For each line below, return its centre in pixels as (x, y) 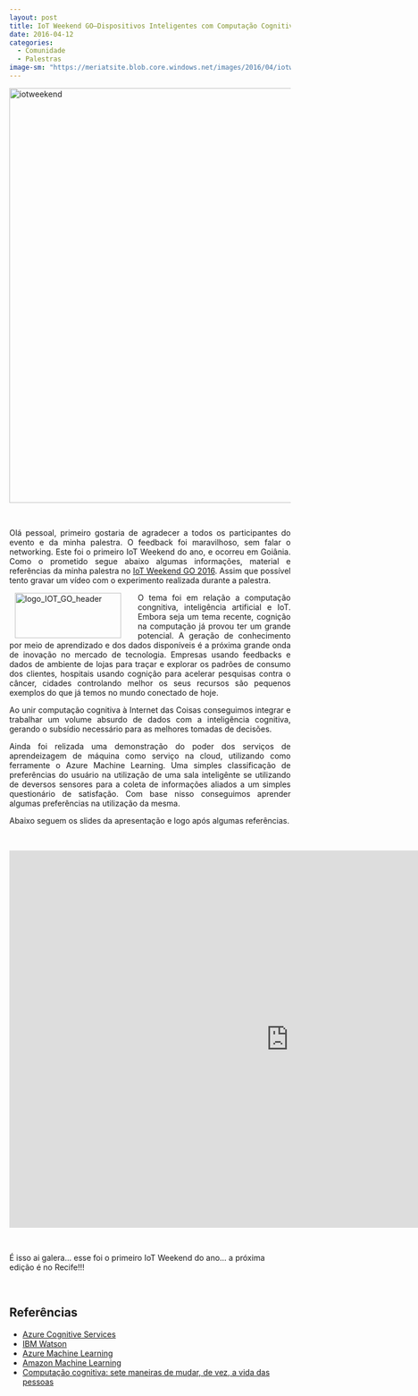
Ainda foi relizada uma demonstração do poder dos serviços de (150, 746)
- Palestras (40, 59)
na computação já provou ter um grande (214, 626)
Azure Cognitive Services (69, 1334)
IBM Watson (44, 1343)
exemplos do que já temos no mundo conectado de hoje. (114, 692)
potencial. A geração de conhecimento (214, 635)
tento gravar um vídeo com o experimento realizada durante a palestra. (140, 580)
